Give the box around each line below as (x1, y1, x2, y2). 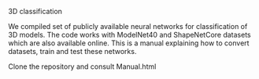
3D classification (8, 7, 63, 16)
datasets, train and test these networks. (8, 47, 137, 56)
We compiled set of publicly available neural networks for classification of (8, 22, 248, 31)
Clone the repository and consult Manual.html (8, 62, 157, 71)
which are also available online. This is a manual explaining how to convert (8, 38, 250, 48)
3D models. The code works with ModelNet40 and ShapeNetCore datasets (8, 31, 252, 39)
